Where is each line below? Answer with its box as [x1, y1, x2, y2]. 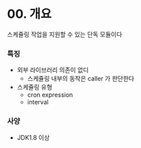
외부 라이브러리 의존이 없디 [16, 66, 89, 74]
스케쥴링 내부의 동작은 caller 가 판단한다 [27, 75, 135, 83]
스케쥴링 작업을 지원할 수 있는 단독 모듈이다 [7, 30, 123, 38]
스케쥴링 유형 [16, 83, 53, 91]
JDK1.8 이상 [16, 133, 50, 141]
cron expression [27, 90, 73, 99]
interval [27, 98, 49, 106]
